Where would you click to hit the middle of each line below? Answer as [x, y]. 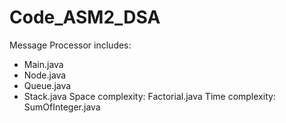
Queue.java [47, 85]
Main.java [43, 64]
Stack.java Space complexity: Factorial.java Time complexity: [149, 96]
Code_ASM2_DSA [85, 17]
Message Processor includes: [70, 45]
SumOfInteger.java [62, 107]
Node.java [45, 75]
